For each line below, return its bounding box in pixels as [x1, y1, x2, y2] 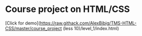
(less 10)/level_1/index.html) [63, 25, 120, 31]
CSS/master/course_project [5, 25, 62, 31]
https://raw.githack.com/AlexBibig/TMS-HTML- [39, 20, 137, 26]
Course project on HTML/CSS [5, 3, 130, 15]
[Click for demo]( [5, 20, 40, 26]
